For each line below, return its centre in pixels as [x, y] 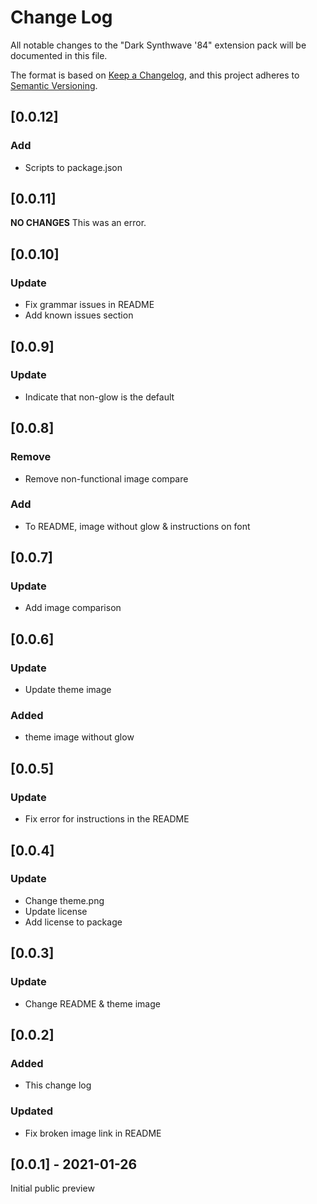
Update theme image [68, 690]
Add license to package [73, 922]
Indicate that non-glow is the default [99, 397]
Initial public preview [52, 1188]
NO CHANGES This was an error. [78, 223]
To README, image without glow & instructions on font [137, 526]
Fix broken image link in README [93, 1133]
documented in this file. [59, 55]
